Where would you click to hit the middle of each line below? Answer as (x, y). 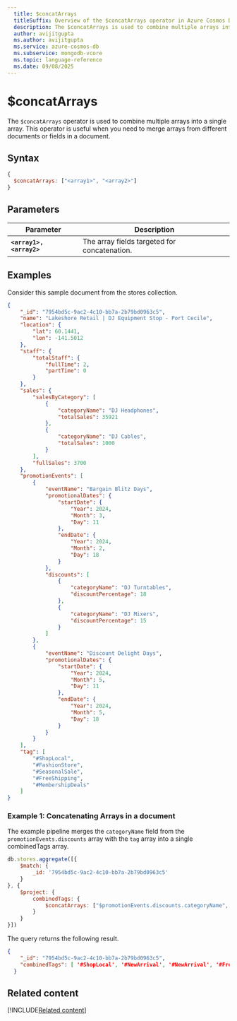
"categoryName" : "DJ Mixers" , (115, 614)
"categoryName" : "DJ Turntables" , (121, 588)
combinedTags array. (38, 846)
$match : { (35, 866)
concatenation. (107, 250)
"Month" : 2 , (88, 548)
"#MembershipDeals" (61, 785)
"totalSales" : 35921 (88, 417)
